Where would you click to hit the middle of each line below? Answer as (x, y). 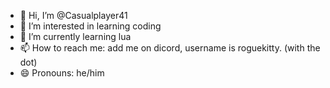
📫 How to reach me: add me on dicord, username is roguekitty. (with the (170, 48)
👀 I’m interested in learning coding (90, 26)
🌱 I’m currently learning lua (75, 36)
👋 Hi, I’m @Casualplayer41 (73, 15)
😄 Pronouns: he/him (62, 73)
